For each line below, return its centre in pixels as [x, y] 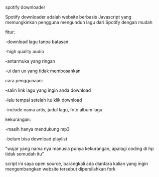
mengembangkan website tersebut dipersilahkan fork [60, 169]
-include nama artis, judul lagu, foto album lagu [54, 110]
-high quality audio [25, 51]
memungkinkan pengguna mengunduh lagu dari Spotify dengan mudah [79, 22]
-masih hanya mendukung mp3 [38, 129]
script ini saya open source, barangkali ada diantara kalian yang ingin [76, 163]
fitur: [10, 32]
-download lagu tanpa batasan [37, 42]
